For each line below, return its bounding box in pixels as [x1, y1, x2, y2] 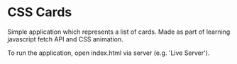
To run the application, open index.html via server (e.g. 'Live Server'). [7, 49, 210, 57]
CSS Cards [7, 4, 72, 20]
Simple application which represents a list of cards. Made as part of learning [7, 27, 231, 36]
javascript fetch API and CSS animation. [7, 34, 123, 43]
